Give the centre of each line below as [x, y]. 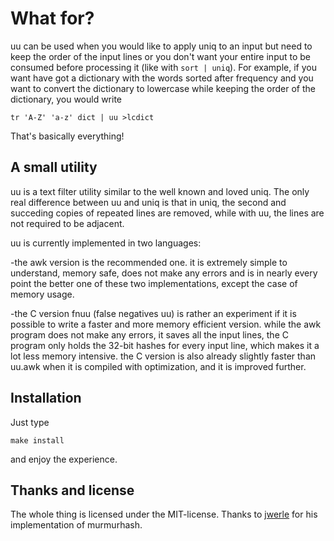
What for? [52, 18]
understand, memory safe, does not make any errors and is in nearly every [164, 273]
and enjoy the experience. [64, 459]
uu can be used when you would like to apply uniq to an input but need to [161, 46]
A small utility [54, 167]
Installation [46, 398]
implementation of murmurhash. [76, 525]
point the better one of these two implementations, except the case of [154, 283]
